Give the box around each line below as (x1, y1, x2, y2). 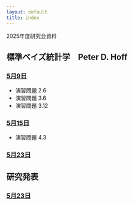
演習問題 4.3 (15, 134, 47, 141)
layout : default (6, 9, 48, 15)
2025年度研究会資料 (6, 32, 57, 40)
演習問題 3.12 (15, 102, 49, 110)
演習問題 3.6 (15, 94, 47, 102)
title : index (6, 15, 40, 21)
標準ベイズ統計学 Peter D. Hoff (6, 51, 128, 62)
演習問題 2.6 (15, 87, 47, 94)
